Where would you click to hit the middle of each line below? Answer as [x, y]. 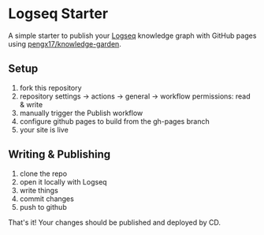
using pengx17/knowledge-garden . [65, 43]
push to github [43, 207]
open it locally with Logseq [63, 181]
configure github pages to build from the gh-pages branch [115, 121]
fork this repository [50, 88]
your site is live [44, 129]
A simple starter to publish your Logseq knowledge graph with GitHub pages [132, 35]
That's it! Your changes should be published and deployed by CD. [115, 222]
